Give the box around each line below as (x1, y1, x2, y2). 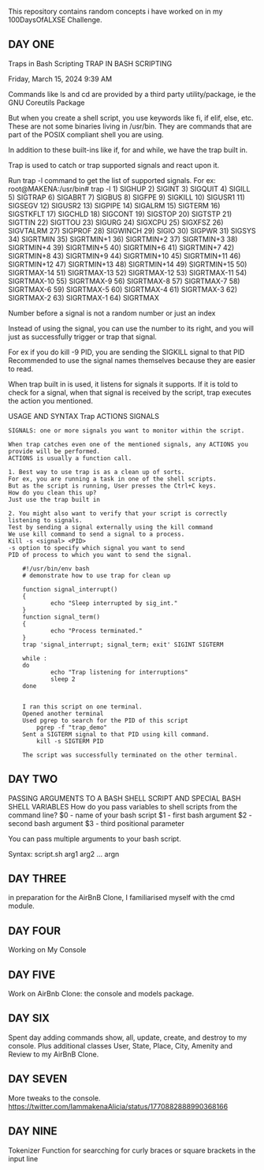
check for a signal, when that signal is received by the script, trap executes (8, 387, 252, 397)
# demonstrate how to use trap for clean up (22, 571, 171, 579)
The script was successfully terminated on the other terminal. (22, 751, 238, 759)
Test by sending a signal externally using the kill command (8, 523, 214, 531)
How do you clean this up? (8, 488, 97, 496)
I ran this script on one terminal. (22, 702, 143, 711)
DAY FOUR (8, 924, 61, 937)
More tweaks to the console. (8, 1093, 101, 1103)
